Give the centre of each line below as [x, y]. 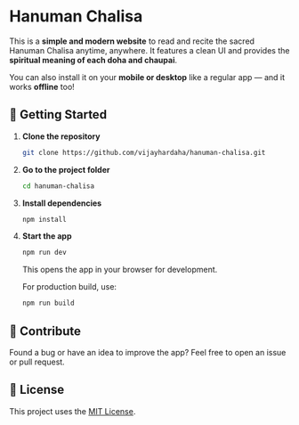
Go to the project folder [66, 169]
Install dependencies [62, 203]
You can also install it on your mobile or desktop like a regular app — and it [147, 77]
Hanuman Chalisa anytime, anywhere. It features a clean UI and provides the [149, 50]
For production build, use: [69, 287]
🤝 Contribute [45, 331]
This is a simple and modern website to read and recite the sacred [132, 41]
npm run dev [44, 253]
